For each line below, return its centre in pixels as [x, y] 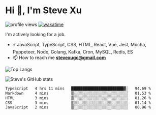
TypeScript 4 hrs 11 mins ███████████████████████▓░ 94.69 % [78, 89]
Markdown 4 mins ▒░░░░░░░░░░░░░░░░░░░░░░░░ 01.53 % [78, 93]
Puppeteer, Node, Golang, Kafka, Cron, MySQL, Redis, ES [73, 52]
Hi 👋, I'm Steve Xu [44, 10]
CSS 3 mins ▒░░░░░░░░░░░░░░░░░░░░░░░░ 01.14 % [78, 103]
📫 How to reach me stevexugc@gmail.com [59, 57]
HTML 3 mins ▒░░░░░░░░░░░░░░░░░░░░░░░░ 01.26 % [78, 98]
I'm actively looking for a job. [36, 34]
